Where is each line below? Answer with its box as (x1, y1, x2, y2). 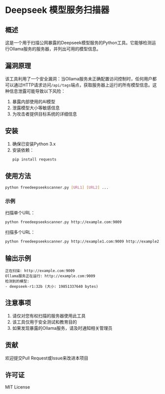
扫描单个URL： (5, 210, 35, 216)
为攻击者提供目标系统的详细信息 (12, 111, 77, 117)
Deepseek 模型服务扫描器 (5, 4, 110, 16)
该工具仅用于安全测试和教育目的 (12, 319, 77, 325)
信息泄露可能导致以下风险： (9, 88, 65, 94)
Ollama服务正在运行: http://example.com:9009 (5, 274, 96, 279)
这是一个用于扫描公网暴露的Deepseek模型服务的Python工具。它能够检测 (5, 40, 152, 45)
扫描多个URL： (5, 229, 35, 235)
